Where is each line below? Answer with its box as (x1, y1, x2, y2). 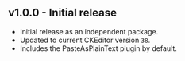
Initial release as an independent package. (19, 27, 159, 36)
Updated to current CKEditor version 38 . (19, 35, 151, 45)
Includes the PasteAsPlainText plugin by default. (19, 43, 177, 53)
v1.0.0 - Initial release (8, 6, 118, 20)
